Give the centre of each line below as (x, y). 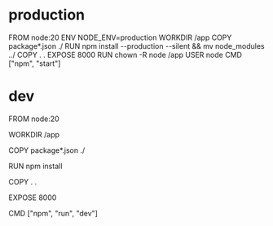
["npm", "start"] (35, 63)
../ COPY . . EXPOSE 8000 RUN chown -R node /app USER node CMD (125, 54)
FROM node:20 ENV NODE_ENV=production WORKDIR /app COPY (120, 37)
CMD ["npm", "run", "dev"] (53, 213)
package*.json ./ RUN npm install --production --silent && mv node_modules (136, 46)
